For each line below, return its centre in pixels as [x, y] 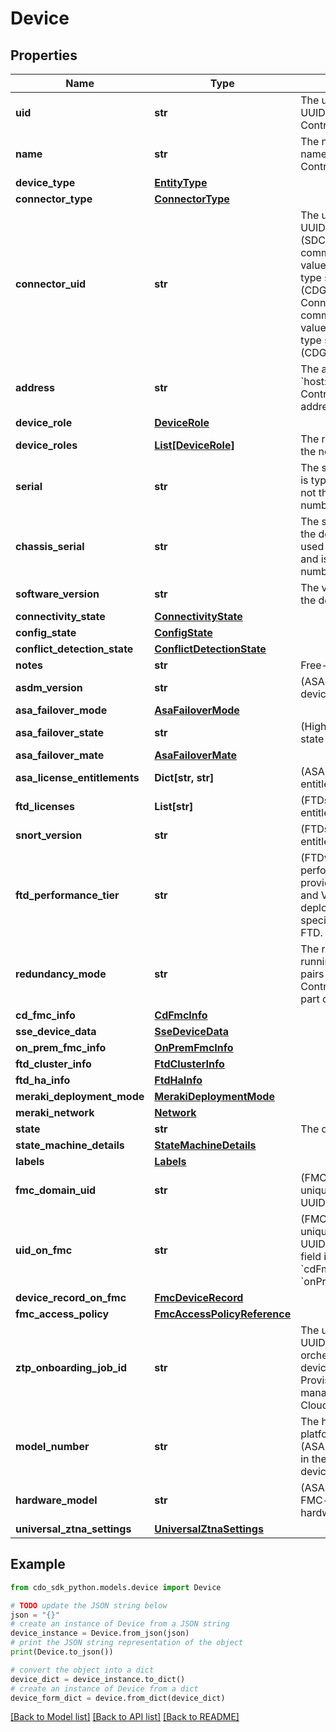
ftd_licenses [45, 806]
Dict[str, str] [184, 777]
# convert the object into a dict [82, 1670]
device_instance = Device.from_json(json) [100, 1633]
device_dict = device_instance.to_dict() [98, 1679]
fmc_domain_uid [56, 1190]
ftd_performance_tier [67, 895]
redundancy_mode [61, 974]
